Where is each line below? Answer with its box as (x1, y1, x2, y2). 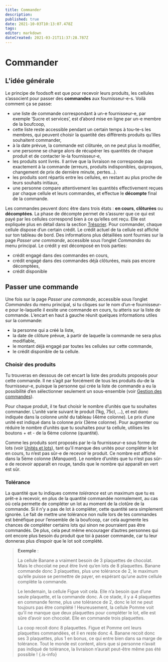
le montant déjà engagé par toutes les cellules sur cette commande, (12, 343, 153, 349)
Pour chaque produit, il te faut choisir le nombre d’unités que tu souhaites (5, 403, 157, 409)
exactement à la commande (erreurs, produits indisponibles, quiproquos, (12, 163, 163, 169)
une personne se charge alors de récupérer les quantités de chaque (12, 147, 153, 153)
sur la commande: (5, 317, 43, 323)
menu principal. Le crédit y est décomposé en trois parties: (5, 243, 127, 249)
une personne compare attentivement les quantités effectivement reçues (12, 185, 163, 191)
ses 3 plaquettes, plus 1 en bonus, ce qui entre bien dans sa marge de (17, 635, 162, 641)
